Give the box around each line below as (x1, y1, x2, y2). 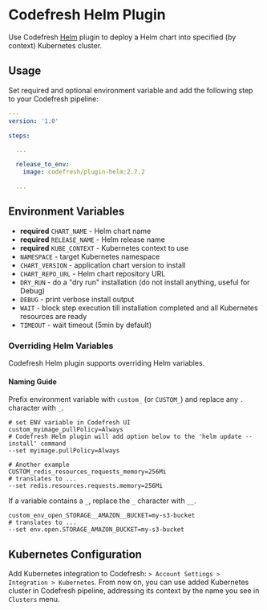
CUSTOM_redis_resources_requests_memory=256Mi (8, 468, 167, 476)
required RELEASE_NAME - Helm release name (19, 235, 166, 244)
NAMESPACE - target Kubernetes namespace (19, 252, 160, 261)
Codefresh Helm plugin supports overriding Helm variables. (8, 358, 205, 367)
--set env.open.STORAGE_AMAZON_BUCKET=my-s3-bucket (8, 526, 184, 534)
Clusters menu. (8, 595, 60, 604)
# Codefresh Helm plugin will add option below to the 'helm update (8, 432, 242, 441)
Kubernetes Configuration (8, 547, 143, 561)
